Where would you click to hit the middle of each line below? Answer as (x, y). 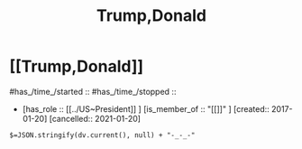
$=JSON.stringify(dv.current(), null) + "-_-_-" (102, 135)
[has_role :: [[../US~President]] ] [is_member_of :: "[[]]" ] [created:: (146, 108)
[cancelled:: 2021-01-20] (95, 118)
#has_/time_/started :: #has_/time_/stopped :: (93, 91)
